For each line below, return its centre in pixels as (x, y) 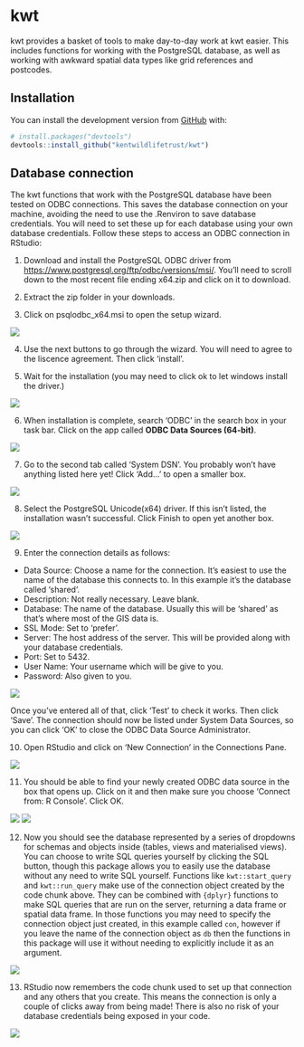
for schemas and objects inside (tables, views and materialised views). (155, 847)
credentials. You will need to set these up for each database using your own (152, 224)
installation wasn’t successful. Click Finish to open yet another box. (149, 519)
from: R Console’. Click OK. (74, 801)
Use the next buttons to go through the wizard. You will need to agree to (158, 349)
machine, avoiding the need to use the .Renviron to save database (133, 214)
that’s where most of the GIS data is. (91, 619)
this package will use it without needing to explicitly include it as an (148, 943)
